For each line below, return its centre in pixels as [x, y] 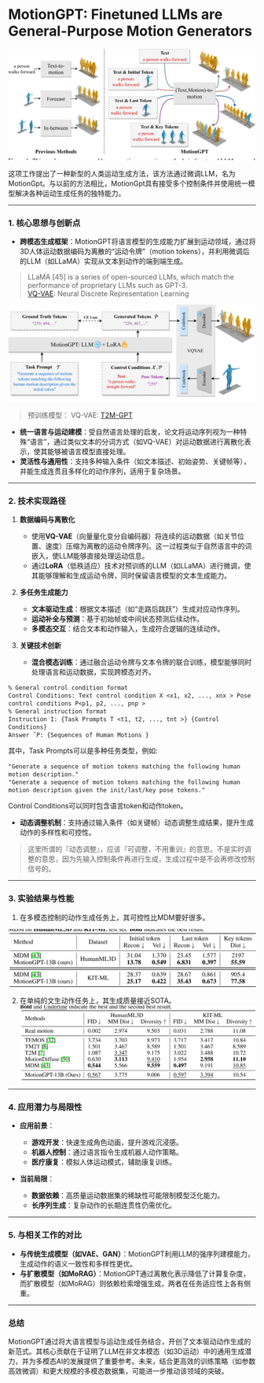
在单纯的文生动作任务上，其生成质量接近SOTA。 [97, 1000]
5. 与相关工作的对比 [45, 1235]
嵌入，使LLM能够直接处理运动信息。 [90, 556]
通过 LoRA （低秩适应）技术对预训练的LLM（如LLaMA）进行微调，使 [141, 566]
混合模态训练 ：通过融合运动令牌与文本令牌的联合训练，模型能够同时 [141, 662]
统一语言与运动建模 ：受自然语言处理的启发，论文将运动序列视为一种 [130, 432]
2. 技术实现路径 [37, 501]
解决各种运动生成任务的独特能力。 [70, 193]
